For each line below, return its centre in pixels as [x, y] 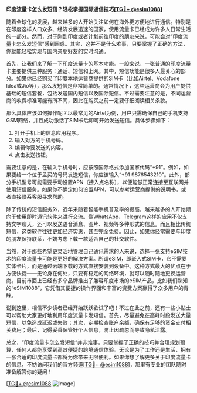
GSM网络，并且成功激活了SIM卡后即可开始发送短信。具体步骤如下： [89, 120]
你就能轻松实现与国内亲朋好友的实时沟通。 [57, 51]
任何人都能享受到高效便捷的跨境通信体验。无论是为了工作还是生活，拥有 [103, 350]
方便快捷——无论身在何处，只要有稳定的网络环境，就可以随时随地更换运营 [96, 273]
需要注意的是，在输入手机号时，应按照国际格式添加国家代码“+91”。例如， [95, 167]
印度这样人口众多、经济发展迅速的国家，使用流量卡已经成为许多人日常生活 [101, 29]
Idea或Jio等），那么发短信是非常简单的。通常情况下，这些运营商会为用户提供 [98, 86]
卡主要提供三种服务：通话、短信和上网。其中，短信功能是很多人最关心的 [93, 71]
